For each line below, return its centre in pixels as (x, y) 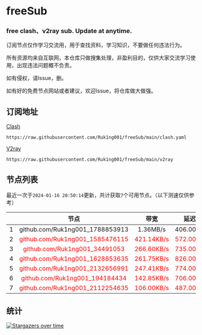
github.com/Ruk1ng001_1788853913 (74, 229)
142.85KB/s (152, 279)
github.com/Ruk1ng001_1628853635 (74, 259)
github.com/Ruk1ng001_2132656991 (74, 268)
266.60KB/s (152, 249)
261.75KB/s (152, 259)
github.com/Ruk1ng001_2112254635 (74, 288)
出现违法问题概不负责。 (46, 65)
